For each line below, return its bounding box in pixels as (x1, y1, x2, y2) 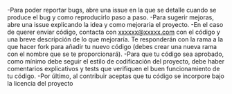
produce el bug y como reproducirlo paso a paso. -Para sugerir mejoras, (7, 13, 215, 21)
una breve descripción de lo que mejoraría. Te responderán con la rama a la (7, 35, 224, 44)
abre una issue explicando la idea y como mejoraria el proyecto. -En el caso (7, 21, 224, 28)
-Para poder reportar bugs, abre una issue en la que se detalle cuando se (7, 6, 217, 14)
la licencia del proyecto (7, 79, 73, 87)
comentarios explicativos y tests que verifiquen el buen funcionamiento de (7, 65, 220, 73)
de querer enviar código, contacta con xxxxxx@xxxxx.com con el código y (7, 28, 220, 36)
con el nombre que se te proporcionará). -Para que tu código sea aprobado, (7, 50, 224, 58)
